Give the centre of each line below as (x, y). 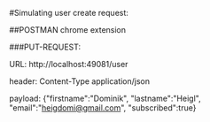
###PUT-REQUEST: (45, 47)
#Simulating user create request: (69, 13)
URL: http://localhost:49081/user (69, 64)
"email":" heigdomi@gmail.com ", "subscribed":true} (103, 108)
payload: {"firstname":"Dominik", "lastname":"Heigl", (105, 98)
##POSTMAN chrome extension (68, 30)
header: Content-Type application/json (80, 81)
